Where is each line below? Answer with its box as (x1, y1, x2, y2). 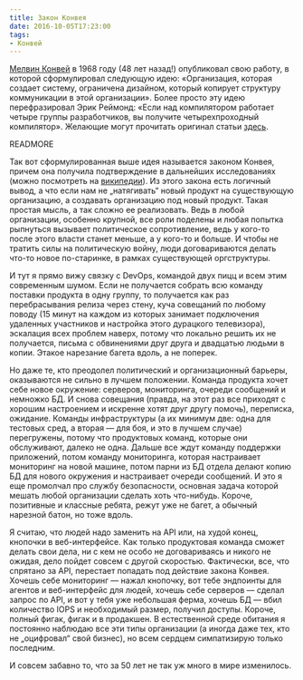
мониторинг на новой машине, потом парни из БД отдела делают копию (9, 461, 292, 472)
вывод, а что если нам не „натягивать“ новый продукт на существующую (9, 185, 294, 196)
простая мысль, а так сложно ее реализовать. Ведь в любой (9, 205, 245, 216)
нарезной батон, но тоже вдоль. (9, 510, 134, 520)
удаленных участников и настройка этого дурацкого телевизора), (9, 318, 266, 329)
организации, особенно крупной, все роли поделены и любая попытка (9, 214, 284, 225)
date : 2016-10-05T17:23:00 (9, 22, 111, 31)
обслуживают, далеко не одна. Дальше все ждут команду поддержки (9, 442, 281, 453)
